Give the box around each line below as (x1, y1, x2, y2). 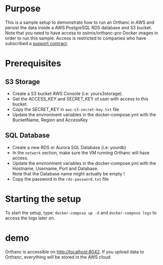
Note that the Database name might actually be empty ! (12, 170, 125, 176)
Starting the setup (5, 193, 81, 205)
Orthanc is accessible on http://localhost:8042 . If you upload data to (5, 249, 144, 255)
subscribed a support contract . (5, 40, 68, 46)
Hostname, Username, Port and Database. (12, 165, 99, 171)
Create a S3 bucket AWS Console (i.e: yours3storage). (12, 90, 123, 97)
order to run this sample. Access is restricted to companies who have (5, 35, 147, 41)
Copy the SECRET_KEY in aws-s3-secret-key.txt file (12, 106, 120, 112)
